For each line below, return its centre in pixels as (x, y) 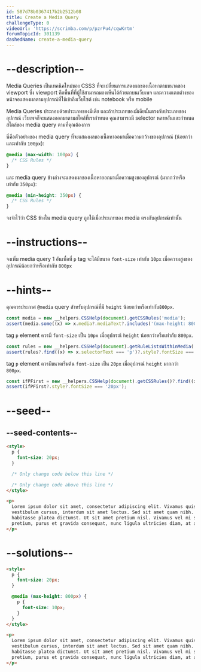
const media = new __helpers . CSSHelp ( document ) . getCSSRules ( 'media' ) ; (96, 318)
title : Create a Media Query (42, 17)
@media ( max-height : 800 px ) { (49, 597)
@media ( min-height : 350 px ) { (44, 195)
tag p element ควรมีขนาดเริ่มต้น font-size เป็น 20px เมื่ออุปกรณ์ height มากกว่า (92, 363)
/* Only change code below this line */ (63, 474)
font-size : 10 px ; (44, 607)
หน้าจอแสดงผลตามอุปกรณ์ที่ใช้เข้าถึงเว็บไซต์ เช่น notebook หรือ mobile (79, 99)
